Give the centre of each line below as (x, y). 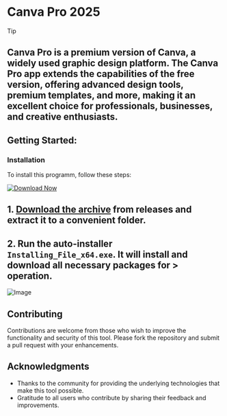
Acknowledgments (49, 367)
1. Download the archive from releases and (99, 210)
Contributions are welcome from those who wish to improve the (97, 331)
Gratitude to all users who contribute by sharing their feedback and (111, 397)
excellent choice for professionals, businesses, (110, 106)
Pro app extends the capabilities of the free (101, 74)
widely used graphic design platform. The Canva (113, 63)
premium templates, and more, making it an (102, 96)
